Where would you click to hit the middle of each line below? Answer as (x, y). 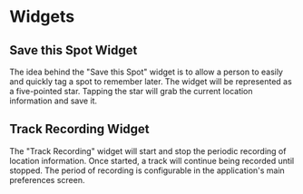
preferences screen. (47, 179)
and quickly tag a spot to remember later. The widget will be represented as (151, 82)
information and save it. (54, 101)
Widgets (42, 17)
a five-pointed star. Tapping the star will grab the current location (131, 91)
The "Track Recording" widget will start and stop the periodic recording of (148, 150)
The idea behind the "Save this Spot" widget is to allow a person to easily (147, 72)
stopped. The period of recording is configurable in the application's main (147, 170)
